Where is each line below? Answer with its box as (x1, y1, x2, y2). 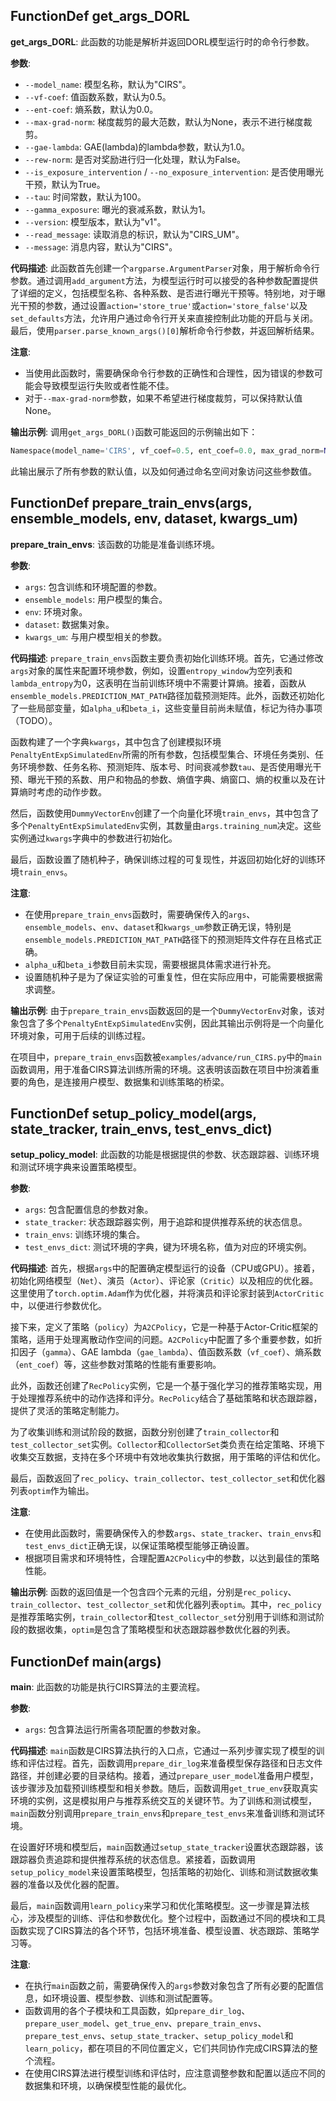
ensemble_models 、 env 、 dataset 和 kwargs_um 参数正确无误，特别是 (24, 920, 292, 933)
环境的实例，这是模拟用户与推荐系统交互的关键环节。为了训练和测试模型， (10, 1795, 317, 1807)
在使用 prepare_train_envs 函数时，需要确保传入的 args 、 (24, 908, 256, 920)
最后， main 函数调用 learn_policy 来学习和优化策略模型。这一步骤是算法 (10, 1900, 302, 1912)
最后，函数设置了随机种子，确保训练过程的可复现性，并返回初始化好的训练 (10, 853, 317, 865)
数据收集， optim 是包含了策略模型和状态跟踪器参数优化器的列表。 (27, 1624, 296, 1636)
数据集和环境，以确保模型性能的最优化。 (24, 2080, 192, 2092)
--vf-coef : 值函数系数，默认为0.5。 (24, 90, 172, 103)
